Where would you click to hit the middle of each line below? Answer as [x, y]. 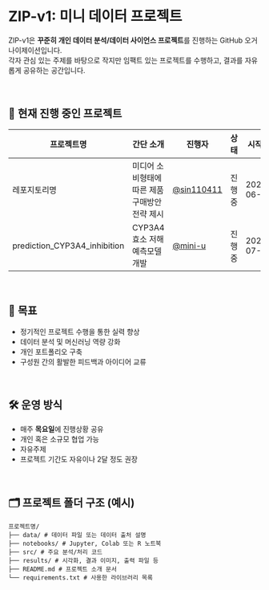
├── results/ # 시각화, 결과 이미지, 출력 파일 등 [83, 561]
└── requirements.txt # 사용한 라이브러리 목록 [81, 578]
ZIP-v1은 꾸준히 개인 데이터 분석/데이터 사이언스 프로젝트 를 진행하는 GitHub [126, 40]
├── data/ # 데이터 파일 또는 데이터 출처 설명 [77, 535]
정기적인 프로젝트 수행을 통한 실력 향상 [80, 332]
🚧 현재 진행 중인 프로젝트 [65, 114]
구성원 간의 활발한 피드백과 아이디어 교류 [83, 361]
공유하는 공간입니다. [54, 70]
